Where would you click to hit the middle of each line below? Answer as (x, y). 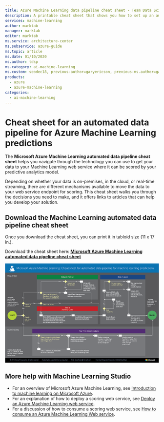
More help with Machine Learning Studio (68, 376)
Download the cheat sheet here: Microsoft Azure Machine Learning (74, 251)
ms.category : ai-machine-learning (40, 67)
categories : (17, 93)
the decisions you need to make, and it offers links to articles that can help (80, 197)
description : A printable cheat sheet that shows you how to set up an (79, 15)
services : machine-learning (34, 20)
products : (15, 77)
